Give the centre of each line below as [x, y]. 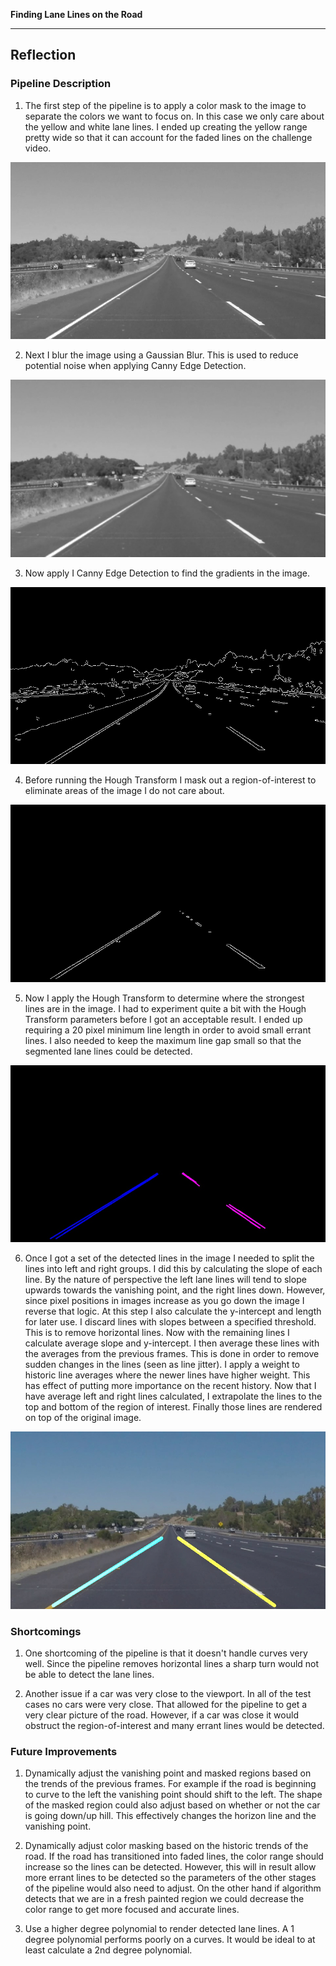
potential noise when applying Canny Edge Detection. [135, 366]
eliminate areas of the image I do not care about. [124, 791]
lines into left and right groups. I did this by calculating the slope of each [173, 1269]
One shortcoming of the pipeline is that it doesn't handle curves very [166, 1653]
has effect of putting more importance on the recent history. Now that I [170, 1386]
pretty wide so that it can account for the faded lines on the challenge [168, 137]
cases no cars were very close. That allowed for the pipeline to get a [166, 1704]
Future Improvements [64, 1751]
